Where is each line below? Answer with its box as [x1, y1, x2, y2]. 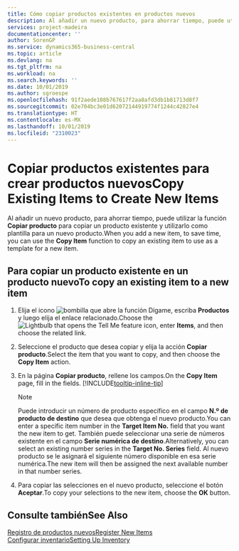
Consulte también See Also [7, 509, 128, 521]
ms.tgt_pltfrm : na [7, 63, 62, 70]
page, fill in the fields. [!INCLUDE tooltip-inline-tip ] [17, 379, 164, 388]
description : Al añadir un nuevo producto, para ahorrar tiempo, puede [7, 17, 224, 24]
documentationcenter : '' [7, 30, 81, 38]
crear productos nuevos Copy [7, 175, 185, 191]
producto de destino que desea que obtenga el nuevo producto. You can [17, 414, 231, 423]
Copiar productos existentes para [7, 160, 210, 177]
